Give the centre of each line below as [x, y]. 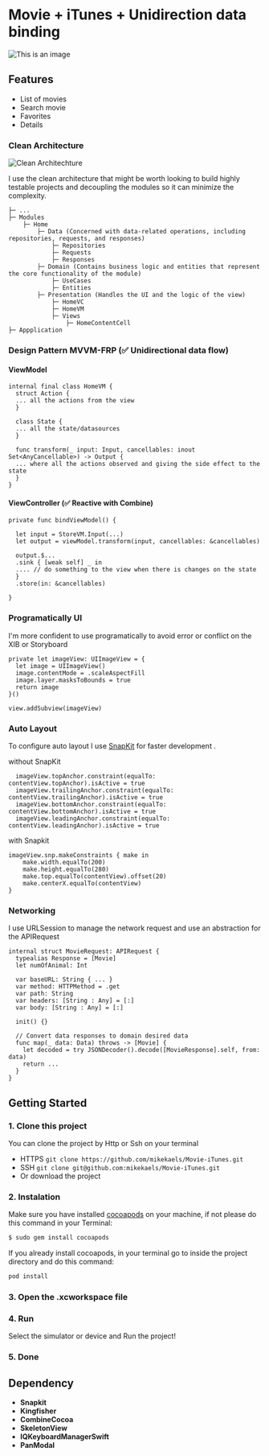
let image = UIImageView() [61, 666]
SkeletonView [44, 1428]
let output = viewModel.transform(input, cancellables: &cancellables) [138, 542]
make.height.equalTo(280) [66, 869]
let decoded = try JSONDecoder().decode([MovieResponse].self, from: [142, 1050]
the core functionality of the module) [75, 274]
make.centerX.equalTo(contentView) [82, 883]
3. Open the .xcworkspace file [68, 1297]
